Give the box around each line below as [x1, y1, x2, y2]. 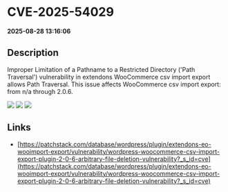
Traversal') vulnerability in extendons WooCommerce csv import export [7, 73, 211, 81]
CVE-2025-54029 [7, 4, 114, 20]
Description [7, 47, 59, 59]
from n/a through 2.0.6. [7, 87, 73, 95]
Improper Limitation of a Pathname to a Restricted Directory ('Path [7, 65, 196, 73]
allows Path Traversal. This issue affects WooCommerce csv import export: [7, 80, 221, 88]
